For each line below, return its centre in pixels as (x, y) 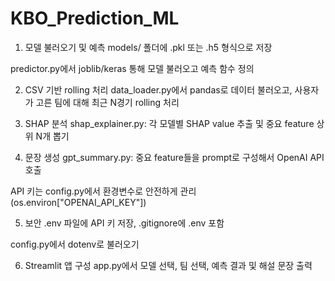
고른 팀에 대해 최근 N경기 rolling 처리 (107, 102)
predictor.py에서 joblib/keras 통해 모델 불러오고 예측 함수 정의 (132, 68)
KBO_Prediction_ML (95, 18)
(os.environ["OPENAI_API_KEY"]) (78, 202)
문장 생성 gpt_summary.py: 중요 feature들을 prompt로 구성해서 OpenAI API (174, 157)
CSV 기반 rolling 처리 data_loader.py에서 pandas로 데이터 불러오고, (158, 89)
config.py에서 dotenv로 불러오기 (75, 244)
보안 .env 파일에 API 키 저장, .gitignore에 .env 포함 (124, 223)
